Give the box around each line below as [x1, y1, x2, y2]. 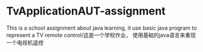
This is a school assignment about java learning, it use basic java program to [6, 24, 197, 31]
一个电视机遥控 [6, 39, 44, 46]
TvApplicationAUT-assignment [6, 4, 166, 18]
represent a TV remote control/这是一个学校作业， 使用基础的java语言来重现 [6, 31, 196, 39]
